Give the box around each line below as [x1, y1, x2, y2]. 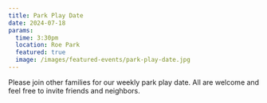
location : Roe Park [15, 41, 80, 49]
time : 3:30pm [15, 33, 59, 42]
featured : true [15, 48, 66, 56]
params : [8, 26, 34, 34]
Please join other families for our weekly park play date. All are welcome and [8, 77, 260, 87]
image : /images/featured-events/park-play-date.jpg [15, 56, 191, 64]
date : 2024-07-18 [8, 19, 66, 27]
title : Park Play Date [8, 11, 84, 20]
